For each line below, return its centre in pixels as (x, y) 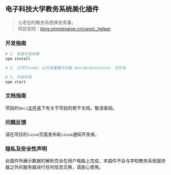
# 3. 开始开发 (19, 77)
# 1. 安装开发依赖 (22, 54)
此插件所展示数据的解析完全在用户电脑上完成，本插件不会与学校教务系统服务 (85, 161)
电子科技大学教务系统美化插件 (52, 9)
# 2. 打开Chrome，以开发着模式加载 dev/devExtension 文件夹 (66, 68)
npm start (16, 82)
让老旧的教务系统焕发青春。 (47, 22)
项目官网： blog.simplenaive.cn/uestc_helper (64, 28)
